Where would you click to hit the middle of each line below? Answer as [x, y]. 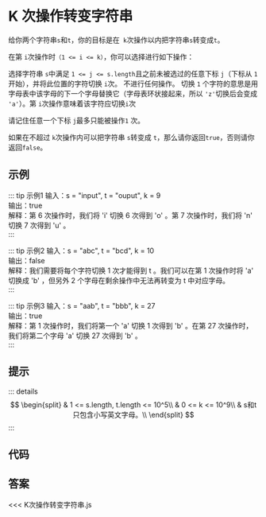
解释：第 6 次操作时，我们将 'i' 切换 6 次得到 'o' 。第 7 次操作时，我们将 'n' [130, 215]
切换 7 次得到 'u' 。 [39, 225]
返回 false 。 [28, 147]
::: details [23, 391]
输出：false [27, 260]
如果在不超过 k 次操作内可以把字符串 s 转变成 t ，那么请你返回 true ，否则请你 [131, 137]
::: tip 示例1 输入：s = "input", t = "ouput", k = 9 [85, 195]
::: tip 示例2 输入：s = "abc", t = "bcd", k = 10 [81, 251]
